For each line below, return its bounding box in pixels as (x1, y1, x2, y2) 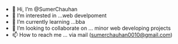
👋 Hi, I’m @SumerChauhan (11, 6, 78, 12)
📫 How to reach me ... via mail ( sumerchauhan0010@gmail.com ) (11, 32, 173, 38)
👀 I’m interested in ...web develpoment (11, 12, 107, 19)
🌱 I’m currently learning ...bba (11, 18, 86, 25)
